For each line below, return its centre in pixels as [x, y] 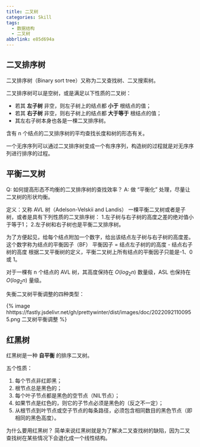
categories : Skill [29, 17]
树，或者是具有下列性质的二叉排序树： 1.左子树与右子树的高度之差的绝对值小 [100, 217]
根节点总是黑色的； [38, 388]
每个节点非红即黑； [38, 381]
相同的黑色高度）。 [37, 418]
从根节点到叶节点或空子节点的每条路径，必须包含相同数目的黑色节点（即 [103, 411]
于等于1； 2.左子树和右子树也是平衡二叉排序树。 [65, 224]
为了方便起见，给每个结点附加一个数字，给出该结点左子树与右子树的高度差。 [100, 237]
